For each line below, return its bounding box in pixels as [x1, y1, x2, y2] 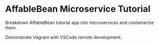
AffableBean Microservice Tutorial [5, 3, 151, 15]
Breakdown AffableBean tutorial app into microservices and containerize [5, 20, 154, 25]
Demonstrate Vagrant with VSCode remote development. [5, 34, 122, 40]
